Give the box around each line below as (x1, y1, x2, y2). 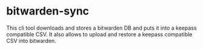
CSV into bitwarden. (6, 37, 56, 44)
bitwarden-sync (6, 4, 90, 18)
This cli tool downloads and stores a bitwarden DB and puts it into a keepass (6, 24, 197, 31)
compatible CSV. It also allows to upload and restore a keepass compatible (6, 30, 193, 38)
